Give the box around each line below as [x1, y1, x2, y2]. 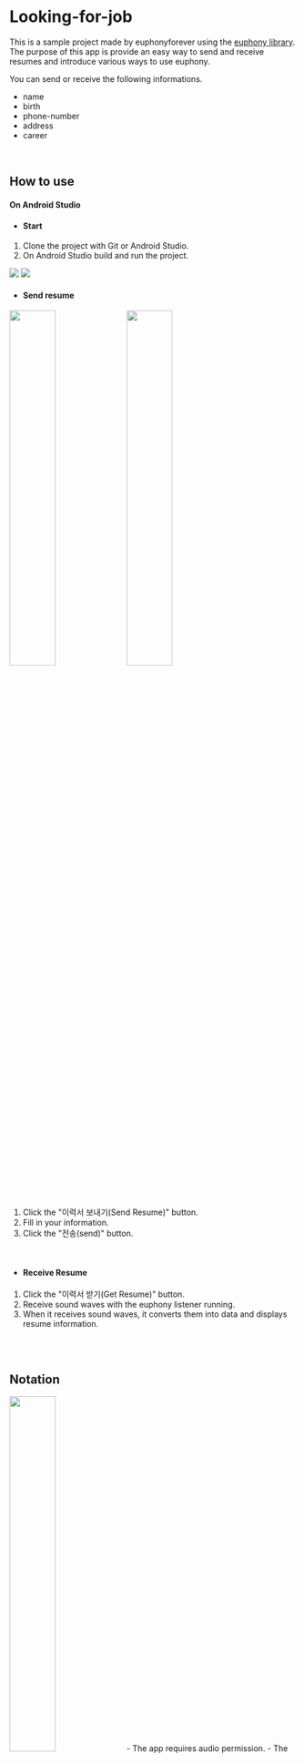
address [22, 120, 54, 131]
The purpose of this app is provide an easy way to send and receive [9, 46, 265, 56]
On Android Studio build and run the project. [22, 250, 189, 261]
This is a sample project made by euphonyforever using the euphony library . [9, 36, 296, 47]
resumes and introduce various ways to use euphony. [9, 56, 211, 66]
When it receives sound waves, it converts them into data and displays [22, 1309, 288, 1320]
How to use [9, 174, 75, 189]
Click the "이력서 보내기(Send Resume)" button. [22, 1207, 198, 1218]
